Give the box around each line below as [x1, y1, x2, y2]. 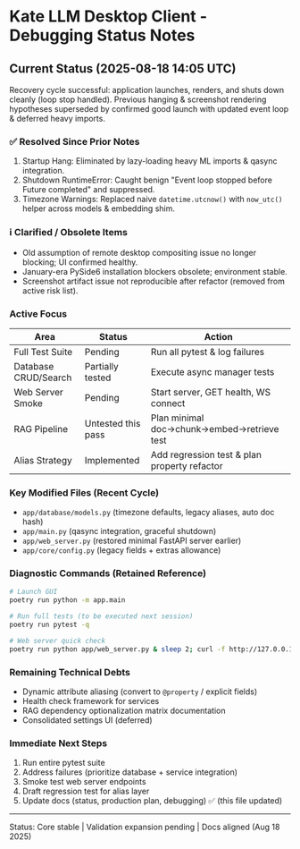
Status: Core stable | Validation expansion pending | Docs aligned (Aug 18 [9, 821, 280, 833]
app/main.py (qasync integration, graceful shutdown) [21, 526, 217, 537]
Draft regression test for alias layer [21, 785, 150, 797]
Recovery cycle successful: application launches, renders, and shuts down [9, 85, 284, 95]
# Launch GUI [9, 588, 58, 597]
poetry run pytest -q [9, 620, 90, 630]
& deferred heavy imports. [9, 114, 105, 123]
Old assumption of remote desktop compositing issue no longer [21, 247, 257, 258]
